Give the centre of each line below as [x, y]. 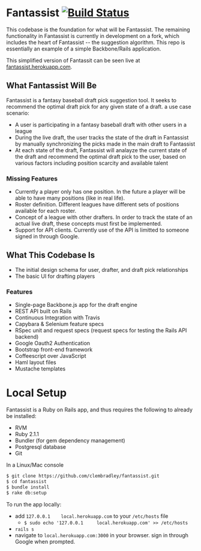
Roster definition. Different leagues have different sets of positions [97, 205]
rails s [24, 529]
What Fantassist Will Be [52, 86]
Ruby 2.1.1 [27, 434]
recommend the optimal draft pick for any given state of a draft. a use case [99, 106]
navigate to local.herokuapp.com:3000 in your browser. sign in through [102, 535]
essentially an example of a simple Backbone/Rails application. [84, 49]
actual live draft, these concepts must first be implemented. [88, 224]
